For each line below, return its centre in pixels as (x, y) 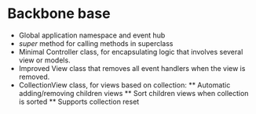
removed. (34, 77)
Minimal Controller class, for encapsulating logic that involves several (131, 52)
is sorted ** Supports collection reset (79, 102)
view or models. (45, 60)
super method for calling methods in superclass (96, 43)
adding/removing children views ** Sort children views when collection (133, 93)
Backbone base (59, 14)
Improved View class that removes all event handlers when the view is (132, 68)
